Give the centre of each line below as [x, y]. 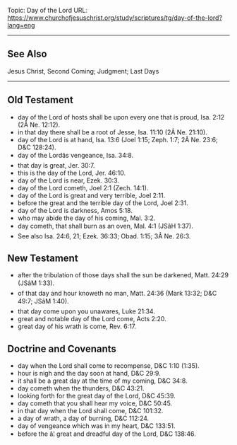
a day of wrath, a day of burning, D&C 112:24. [83, 418]
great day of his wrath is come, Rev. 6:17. [77, 326]
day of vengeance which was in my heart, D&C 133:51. [96, 426]
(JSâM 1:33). [36, 283]
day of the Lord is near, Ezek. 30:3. [68, 180]
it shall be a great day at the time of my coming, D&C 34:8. [103, 381]
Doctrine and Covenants [62, 348]
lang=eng [21, 25]
